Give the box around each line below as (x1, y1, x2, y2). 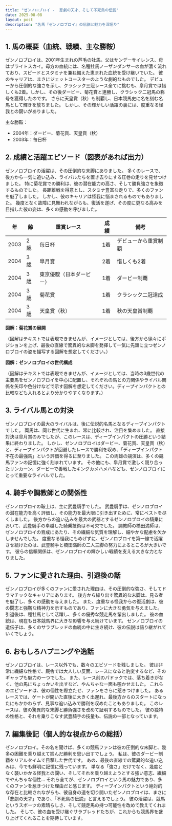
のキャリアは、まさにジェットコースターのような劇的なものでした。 (5, 76, 149, 82)
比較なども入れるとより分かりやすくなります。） (5, 389, 106, 396)
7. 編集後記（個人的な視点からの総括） (5, 729, 126, 738)
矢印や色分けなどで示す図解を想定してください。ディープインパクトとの (14, 383, 166, 389)
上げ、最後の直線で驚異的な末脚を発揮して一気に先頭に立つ (27, 342, 153, 348)
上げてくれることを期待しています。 (9, 815, 85, 821)
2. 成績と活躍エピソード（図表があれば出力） (5, 153, 148, 162)
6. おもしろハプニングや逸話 (5, 647, 94, 656)
